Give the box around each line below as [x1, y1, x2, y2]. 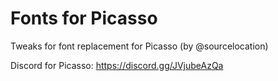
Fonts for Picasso [10, 7, 158, 30]
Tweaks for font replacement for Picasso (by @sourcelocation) [10, 40, 269, 52]
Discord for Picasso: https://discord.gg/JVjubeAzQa [10, 59, 224, 71]
